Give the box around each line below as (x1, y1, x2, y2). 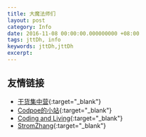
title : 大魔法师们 (7, 10, 56, 18)
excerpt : (7, 50, 33, 57)
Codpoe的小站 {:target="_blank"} (17, 106, 112, 115)
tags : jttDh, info (7, 37, 61, 44)
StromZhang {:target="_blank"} (17, 121, 107, 130)
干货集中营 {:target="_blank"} (17, 97, 102, 105)
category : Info (7, 23, 52, 30)
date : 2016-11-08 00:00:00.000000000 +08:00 (7, 30, 140, 37)
